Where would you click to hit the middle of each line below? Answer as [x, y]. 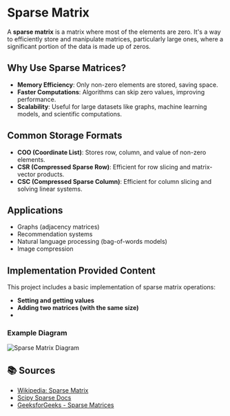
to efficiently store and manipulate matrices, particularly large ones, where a [115, 39]
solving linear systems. [50, 189]
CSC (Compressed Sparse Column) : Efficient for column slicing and [114, 181]
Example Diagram [37, 333]
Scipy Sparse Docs [44, 398]
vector [26, 174]
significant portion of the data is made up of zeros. [79, 46]
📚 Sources [31, 370]
